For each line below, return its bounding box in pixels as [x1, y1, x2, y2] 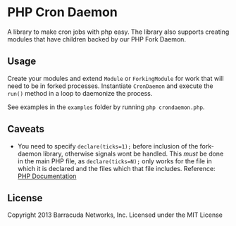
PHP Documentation [17, 172, 77, 180]
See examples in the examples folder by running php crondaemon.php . [7, 103, 205, 111]
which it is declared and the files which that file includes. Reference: [17, 164, 216, 172]
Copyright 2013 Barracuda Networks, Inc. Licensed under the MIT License [7, 211, 223, 219]
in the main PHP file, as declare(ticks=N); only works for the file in [17, 156, 213, 165]
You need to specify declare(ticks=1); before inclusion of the [17, 142, 199, 150]
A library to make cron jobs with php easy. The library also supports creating [7, 27, 230, 36]
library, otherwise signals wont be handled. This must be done [43, 149, 224, 158]
